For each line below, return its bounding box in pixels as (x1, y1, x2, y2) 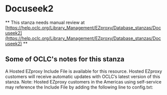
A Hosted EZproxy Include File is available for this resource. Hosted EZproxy (5, 68, 162, 74)
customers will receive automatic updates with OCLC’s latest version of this (5, 73, 160, 80)
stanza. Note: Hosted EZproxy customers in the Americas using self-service (5, 79, 161, 85)
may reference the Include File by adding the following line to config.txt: (5, 84, 153, 90)
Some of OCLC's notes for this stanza (5, 55, 124, 64)
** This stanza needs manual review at (5, 19, 85, 25)
